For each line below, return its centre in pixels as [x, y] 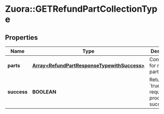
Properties [21, 37]
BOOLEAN [44, 92]
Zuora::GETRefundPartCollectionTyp [81, 9]
